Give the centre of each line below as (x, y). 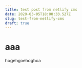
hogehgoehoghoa (23, 61)
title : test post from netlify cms (41, 9)
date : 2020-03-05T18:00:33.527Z (38, 14)
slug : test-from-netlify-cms (35, 18)
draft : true (17, 23)
